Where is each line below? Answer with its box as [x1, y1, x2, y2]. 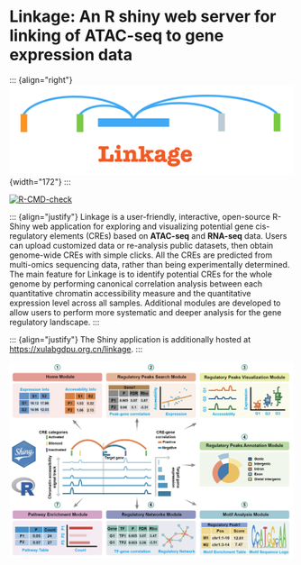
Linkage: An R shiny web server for [9, 6, 277, 27]
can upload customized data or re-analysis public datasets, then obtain [9, 240, 274, 251]
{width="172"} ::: [9, 176, 71, 187]
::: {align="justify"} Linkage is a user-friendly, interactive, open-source [9, 211, 270, 222]
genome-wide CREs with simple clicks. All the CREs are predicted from [9, 250, 273, 260]
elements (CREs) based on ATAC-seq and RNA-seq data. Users [49, 230, 287, 241]
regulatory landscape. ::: [9, 316, 100, 327]
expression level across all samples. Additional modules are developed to [9, 297, 281, 308]
